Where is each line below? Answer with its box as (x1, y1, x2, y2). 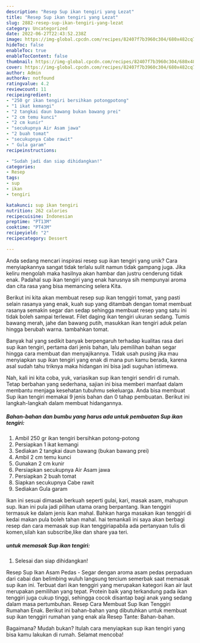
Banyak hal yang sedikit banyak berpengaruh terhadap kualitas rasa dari (6, 337, 183, 344)
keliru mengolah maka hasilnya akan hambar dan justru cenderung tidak (6, 270, 183, 277)
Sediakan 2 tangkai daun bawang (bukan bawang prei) (14, 447, 149, 454)
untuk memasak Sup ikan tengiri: (6, 542, 90, 549)
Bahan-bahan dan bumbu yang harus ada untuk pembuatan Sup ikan (6, 413, 183, 421)
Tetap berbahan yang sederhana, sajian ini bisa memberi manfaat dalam (6, 380, 183, 388)
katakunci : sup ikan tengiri (6, 202, 79, 208)
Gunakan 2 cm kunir (14, 460, 64, 467)
